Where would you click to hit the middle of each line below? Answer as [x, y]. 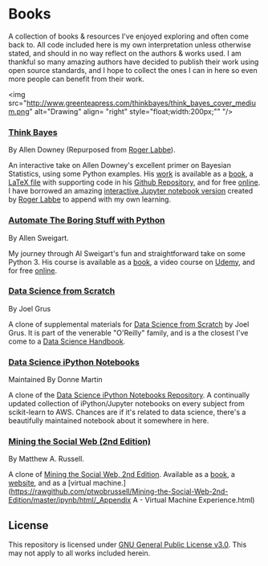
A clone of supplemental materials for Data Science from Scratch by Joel [129, 324]
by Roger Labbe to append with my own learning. [89, 200]
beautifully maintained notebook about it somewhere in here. [109, 421]
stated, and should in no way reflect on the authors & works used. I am [125, 53]
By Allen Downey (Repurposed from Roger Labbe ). [92, 150]
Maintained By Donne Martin [55, 380]
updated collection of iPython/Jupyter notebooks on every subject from [126, 404]
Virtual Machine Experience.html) [200, 500]
